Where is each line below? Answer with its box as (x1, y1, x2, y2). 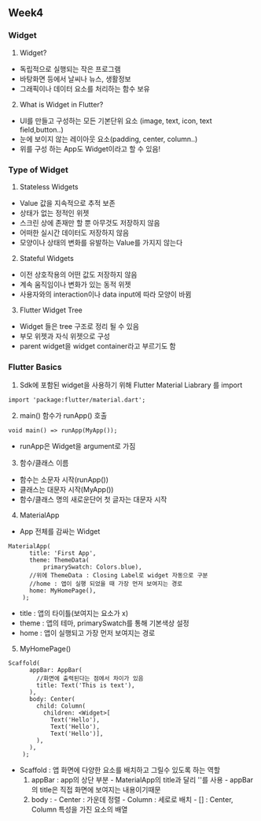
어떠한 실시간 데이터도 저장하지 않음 (19, 228, 130, 237)
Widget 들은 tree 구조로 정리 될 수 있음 (19, 321, 140, 330)
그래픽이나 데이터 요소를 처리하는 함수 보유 (19, 84, 151, 93)
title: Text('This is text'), (36, 681, 135, 689)
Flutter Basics (8, 361, 62, 372)
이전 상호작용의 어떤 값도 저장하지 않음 (19, 270, 138, 279)
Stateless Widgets (19, 181, 79, 192)
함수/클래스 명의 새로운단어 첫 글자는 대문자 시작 (19, 494, 167, 504)
